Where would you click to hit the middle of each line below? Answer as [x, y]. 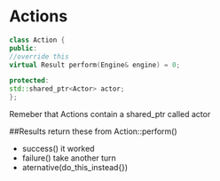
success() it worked [58, 149]
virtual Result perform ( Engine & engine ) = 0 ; [94, 65]
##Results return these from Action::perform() [93, 131]
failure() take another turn [69, 158]
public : [24, 48]
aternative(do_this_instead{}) [75, 168]
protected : [29, 81]
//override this [39, 56]
